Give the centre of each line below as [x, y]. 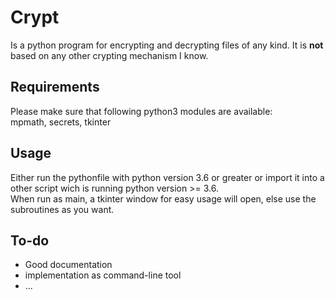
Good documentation [68, 265]
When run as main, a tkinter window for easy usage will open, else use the [163, 198]
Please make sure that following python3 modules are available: [141, 111]
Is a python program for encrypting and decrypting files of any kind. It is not [167, 45]
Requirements [55, 87]
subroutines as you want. [62, 209]
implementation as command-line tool [103, 275]
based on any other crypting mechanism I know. [109, 55]
